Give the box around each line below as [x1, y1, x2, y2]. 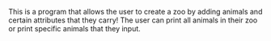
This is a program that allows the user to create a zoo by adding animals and [8, 7, 263, 16]
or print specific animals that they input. [8, 24, 142, 33]
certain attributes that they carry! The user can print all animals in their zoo [8, 15, 258, 25]
